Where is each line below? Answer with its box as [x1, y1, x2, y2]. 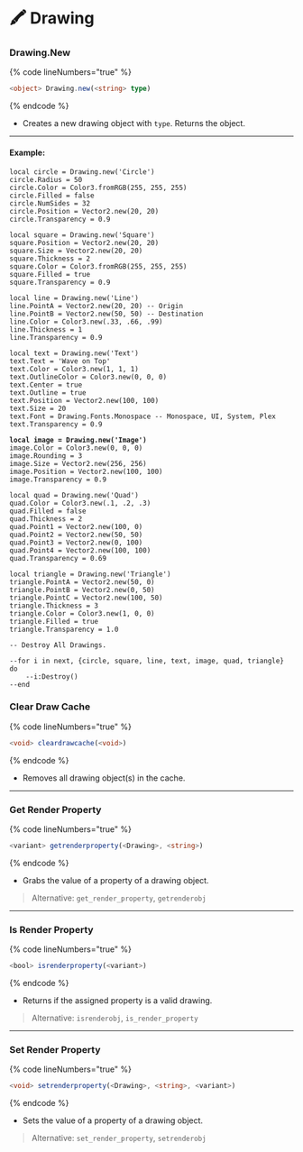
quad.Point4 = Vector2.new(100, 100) [9, 545, 151, 555]
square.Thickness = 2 [9, 254, 91, 263]
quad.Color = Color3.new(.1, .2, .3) [9, 498, 151, 507]
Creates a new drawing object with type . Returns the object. [22, 118, 246, 129]
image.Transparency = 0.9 [9, 475, 106, 484]
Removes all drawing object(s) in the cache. [22, 773, 186, 783]
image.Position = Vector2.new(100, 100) [9, 467, 164, 476]
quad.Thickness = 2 [9, 514, 83, 524]
